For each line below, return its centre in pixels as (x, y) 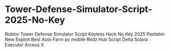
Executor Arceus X (25, 44)
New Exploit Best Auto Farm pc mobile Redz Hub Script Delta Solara (76, 39)
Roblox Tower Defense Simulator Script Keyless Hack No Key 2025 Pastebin (85, 34)
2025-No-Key (35, 20)
